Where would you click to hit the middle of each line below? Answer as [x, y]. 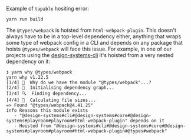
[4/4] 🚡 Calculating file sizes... [51, 100]
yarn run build [25, 19]
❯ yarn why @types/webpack [39, 72]
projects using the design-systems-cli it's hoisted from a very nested [90, 55]
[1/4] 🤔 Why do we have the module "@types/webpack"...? [79, 82]
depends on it [147, 121]
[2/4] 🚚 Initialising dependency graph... [60, 88]
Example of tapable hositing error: [48, 9]
